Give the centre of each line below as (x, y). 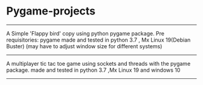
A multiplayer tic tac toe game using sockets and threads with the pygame (98, 63)
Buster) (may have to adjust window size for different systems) (84, 46)
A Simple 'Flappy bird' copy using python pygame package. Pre (85, 33)
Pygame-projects (51, 11)
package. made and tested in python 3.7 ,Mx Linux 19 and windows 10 (93, 70)
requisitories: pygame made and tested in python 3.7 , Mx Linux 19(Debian (98, 40)
